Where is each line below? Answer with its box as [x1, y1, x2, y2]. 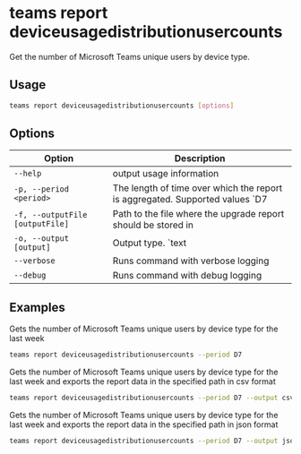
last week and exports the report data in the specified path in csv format [9, 376, 276, 387]
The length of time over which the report [112, 182, 283, 194]
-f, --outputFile [13, 210, 88, 220]
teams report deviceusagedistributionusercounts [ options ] [9, 101, 235, 110]
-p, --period [13, 184, 70, 194]
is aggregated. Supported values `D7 [112, 193, 268, 206]
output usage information [112, 167, 219, 180]
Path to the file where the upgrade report [112, 208, 285, 220]
